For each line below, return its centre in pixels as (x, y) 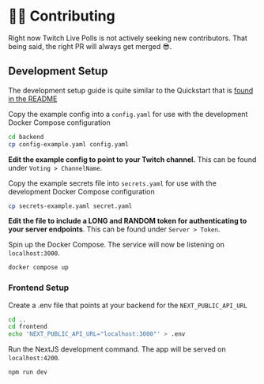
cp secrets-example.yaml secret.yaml (70, 206)
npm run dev (28, 372)
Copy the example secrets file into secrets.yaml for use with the (113, 183)
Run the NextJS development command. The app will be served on (117, 349)
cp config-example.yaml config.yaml (68, 144)
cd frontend (28, 327)
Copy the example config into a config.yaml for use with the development (128, 114)
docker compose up (38, 268)
